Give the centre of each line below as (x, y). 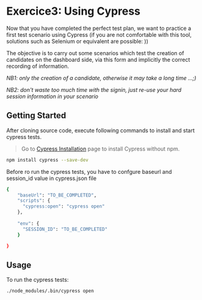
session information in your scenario (52, 96)
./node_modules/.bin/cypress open (50, 291)
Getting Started (36, 115)
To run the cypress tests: (38, 280)
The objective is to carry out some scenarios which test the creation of (95, 53)
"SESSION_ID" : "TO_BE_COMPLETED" (65, 229)
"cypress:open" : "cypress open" (63, 206)
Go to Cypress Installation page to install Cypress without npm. (100, 149)
